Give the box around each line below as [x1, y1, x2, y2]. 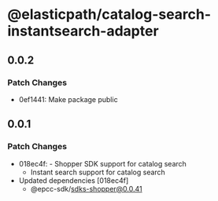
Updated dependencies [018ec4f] [18, 175, 129, 185]
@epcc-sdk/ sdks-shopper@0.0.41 [30, 184, 142, 193]
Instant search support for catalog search [30, 167, 166, 177]
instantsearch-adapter [7, 22, 159, 40]
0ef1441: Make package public [18, 94, 119, 104]
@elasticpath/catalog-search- [7, 5, 212, 24]
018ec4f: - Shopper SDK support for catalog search [18, 159, 187, 168]
